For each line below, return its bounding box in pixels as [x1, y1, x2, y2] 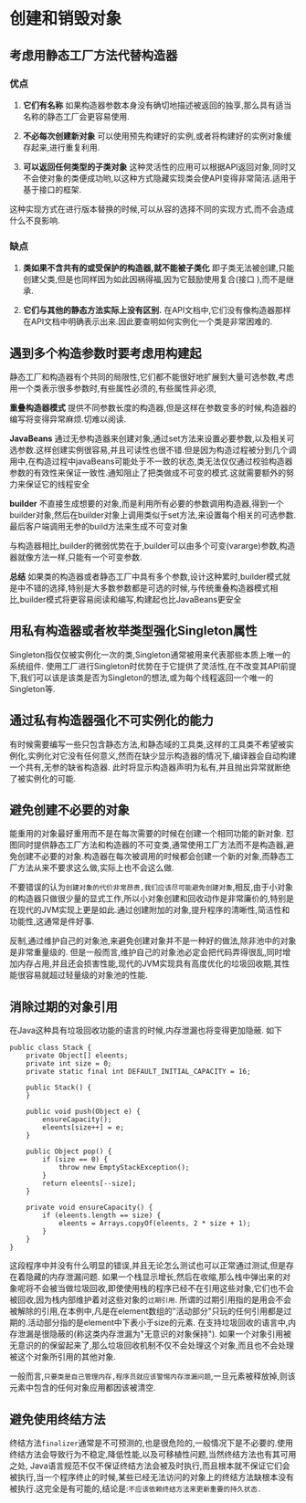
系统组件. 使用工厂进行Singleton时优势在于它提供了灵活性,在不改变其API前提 [9, 660, 297, 671]
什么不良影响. [9, 215, 61, 226]
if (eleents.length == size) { [42, 1211, 162, 1220]
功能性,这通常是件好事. [9, 916, 95, 927]
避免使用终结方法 [9, 1412, 106, 1427]
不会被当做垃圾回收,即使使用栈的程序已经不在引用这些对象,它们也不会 [33, 1283, 295, 1294]
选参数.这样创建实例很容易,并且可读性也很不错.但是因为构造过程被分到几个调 [9, 444, 297, 455]
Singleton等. [9, 683, 56, 694]
